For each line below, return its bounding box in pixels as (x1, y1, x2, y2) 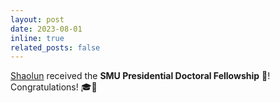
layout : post (10, 14, 65, 25)
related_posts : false (10, 42, 101, 53)
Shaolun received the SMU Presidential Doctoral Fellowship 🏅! (10, 70, 271, 82)
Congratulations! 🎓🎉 (10, 81, 98, 93)
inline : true (10, 33, 65, 43)
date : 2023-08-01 (10, 24, 83, 34)
